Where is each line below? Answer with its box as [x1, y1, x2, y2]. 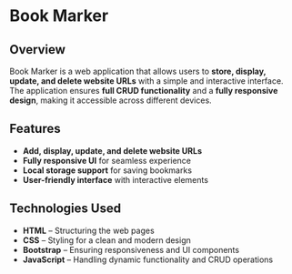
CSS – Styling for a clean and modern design [22, 234, 191, 246]
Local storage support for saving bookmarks [22, 165, 193, 176]
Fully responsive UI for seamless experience [22, 155, 192, 166]
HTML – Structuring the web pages [22, 225, 155, 236]
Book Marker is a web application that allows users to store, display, [9, 66, 267, 76]
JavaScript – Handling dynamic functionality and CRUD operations [22, 254, 274, 265]
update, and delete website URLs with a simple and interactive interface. [9, 76, 284, 86]
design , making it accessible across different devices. [9, 95, 212, 106]
